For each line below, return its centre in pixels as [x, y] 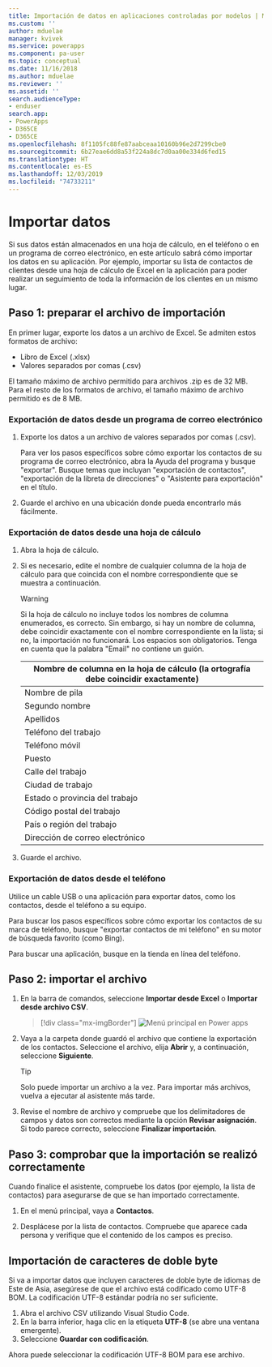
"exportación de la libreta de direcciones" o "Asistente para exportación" [141, 478]
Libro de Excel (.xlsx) [55, 357]
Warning [34, 599]
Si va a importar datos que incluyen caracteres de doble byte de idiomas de [134, 1280]
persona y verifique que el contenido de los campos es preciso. [126, 1235]
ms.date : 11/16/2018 [43, 69]
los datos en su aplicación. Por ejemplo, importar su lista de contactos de [131, 261]
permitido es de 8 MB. [45, 398]
